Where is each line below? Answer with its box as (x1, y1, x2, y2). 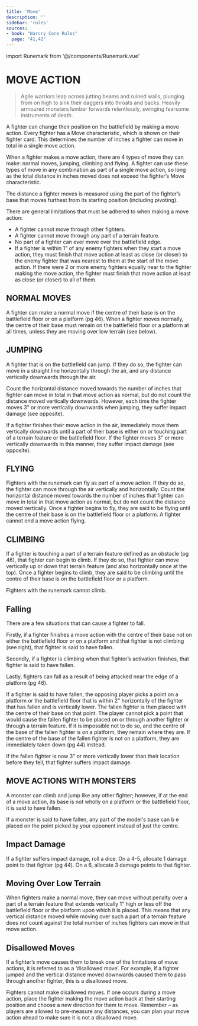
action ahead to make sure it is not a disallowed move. (6, 1014, 138, 1021)
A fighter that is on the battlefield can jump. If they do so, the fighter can (6, 361, 182, 368)
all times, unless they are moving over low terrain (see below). (6, 328, 157, 335)
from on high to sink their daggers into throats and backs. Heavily (20, 99, 180, 106)
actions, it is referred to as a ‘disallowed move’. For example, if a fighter (6, 965, 179, 972)
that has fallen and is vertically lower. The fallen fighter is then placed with (6, 703, 187, 710)
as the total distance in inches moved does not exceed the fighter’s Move (6, 172, 184, 179)
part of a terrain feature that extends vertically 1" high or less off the (6, 900, 171, 908)
